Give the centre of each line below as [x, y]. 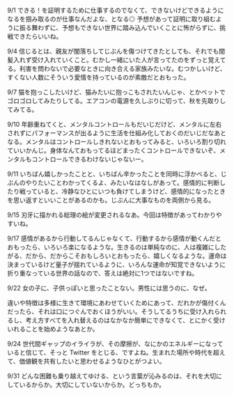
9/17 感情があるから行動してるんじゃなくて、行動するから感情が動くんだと [114, 238]
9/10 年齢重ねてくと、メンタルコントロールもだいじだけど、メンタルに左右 [115, 124]
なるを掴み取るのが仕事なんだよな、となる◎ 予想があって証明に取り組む [111, 19]
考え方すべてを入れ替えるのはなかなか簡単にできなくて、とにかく [119, 320]
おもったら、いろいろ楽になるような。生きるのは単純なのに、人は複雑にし [114, 247]
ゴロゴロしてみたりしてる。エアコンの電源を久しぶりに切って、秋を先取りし [117, 101]
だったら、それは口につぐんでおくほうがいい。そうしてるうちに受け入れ [111, 311]
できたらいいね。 [38, 36]
